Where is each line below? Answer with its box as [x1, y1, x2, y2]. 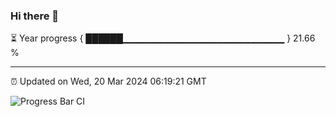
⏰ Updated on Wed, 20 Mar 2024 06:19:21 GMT [10, 75, 207, 88]
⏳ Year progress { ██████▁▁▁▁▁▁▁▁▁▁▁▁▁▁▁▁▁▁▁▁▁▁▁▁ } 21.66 [10, 32, 316, 44]
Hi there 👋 [10, 9, 60, 23]
